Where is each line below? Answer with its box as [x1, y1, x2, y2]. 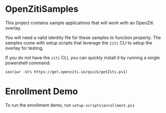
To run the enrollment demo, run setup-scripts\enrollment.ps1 [5, 102, 135, 108]
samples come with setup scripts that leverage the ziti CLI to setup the [5, 39, 153, 45]
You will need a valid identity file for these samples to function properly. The [5, 35, 161, 40]
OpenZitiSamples [5, 3, 79, 15]
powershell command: [5, 60, 51, 66]
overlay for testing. [5, 45, 44, 51]
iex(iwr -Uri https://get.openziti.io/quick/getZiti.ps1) [5, 69, 128, 75]
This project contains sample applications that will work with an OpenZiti [5, 20, 154, 26]
